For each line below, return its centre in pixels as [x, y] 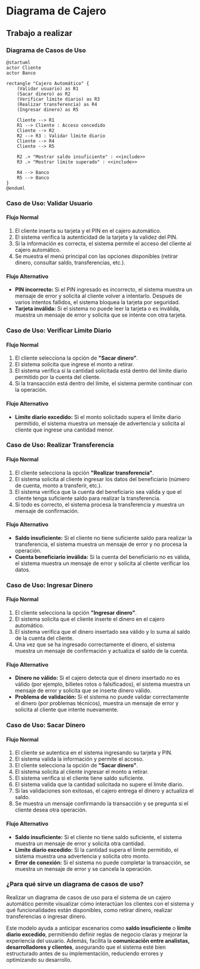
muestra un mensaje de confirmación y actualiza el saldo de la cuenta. [101, 651]
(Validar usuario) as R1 [48, 89]
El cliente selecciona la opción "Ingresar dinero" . [76, 612]
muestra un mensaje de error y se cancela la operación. [83, 868]
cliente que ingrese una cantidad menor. [64, 430]
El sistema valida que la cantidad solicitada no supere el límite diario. [99, 785]
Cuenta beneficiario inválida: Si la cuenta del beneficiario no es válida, [103, 557]
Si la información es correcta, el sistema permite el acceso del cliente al [103, 243]
